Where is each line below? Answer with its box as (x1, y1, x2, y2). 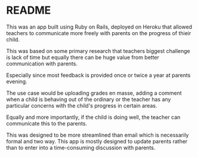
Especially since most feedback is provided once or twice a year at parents (6, 71, 191, 78)
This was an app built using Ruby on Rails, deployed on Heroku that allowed (6, 23, 193, 30)
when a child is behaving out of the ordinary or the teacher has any (6, 96, 171, 103)
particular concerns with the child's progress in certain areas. (6, 102, 157, 109)
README (6, 4, 51, 17)
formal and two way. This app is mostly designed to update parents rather (6, 137, 188, 145)
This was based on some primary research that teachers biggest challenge (6, 47, 191, 54)
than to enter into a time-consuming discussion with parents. (6, 144, 156, 151)
